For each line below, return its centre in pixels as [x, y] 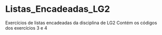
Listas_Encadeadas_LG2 [58, 9]
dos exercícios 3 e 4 [26, 28]
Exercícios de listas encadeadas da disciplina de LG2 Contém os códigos [81, 23]
